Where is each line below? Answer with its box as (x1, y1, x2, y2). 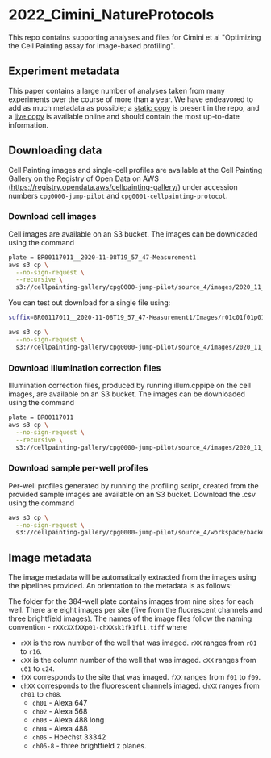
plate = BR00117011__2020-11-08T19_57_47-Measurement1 (8, 253, 197, 262)
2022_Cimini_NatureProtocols (8, 6, 215, 24)
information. (8, 119, 49, 130)
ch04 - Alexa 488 (31, 724, 89, 734)
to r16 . (19, 647, 43, 656)
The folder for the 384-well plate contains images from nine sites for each (8, 597, 254, 606)
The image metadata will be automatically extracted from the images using (8, 572, 256, 582)
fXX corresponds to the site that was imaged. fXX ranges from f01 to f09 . (19, 672, 261, 682)
